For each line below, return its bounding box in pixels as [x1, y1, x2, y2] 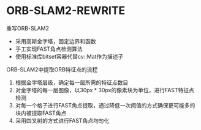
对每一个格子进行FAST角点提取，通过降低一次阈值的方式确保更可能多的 [15, 101, 195, 109]
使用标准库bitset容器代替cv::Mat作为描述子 [15, 52, 124, 60]
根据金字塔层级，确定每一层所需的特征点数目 [15, 79, 129, 86]
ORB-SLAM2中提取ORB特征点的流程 [6, 65, 98, 73]
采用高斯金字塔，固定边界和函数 [15, 37, 96, 45]
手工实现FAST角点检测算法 [15, 45, 83, 52]
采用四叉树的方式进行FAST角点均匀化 [15, 117, 110, 124]
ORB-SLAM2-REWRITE [6, 4, 126, 18]
